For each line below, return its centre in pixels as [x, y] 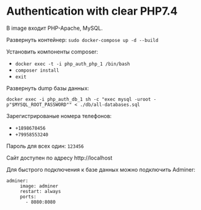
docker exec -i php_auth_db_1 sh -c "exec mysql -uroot [79, 99]
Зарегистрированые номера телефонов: [59, 116]
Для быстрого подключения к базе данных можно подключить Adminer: [101, 169]
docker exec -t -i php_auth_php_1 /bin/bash [72, 64]
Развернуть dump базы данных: [48, 88]
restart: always [41, 191]
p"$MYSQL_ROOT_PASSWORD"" [39, 105]
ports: [28, 197]
